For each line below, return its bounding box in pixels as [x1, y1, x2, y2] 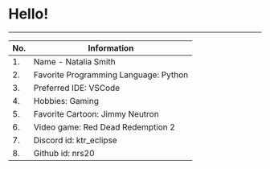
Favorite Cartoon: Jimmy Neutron [33, 108, 159, 119]
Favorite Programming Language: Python [33, 69, 189, 80]
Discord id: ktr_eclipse [33, 134, 118, 146]
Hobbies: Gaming [33, 95, 99, 106]
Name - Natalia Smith [33, 56, 116, 67]
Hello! [8, 5, 49, 23]
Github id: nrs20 [33, 147, 95, 159]
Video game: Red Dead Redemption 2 [33, 122, 175, 133]
